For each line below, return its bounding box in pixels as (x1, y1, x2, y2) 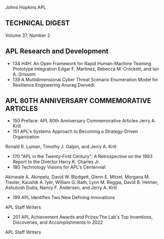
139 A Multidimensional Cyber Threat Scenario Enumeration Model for (12, 76, 158, 82)
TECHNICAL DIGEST (5, 19, 70, 27)
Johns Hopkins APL (5, 5, 46, 10)
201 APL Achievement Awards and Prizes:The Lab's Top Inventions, (12, 214, 153, 220)
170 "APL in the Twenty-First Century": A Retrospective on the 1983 (12, 154, 153, 160)
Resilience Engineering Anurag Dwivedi (12, 82, 95, 88)
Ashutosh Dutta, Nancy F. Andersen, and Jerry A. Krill (5, 184, 117, 191)
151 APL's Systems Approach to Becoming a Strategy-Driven (12, 128, 138, 134)
